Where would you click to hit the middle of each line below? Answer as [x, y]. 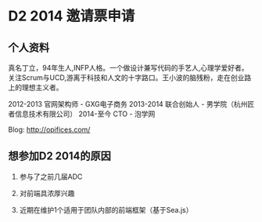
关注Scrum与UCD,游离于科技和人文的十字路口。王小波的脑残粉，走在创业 [126, 78]
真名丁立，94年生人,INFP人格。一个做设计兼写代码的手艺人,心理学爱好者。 [128, 68]
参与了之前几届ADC [51, 177]
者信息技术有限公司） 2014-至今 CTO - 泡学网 [82, 114]
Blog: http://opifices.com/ [49, 129]
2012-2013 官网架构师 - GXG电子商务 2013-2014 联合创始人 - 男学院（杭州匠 [131, 104]
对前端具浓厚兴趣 [47, 193]
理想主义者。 [42, 87]
